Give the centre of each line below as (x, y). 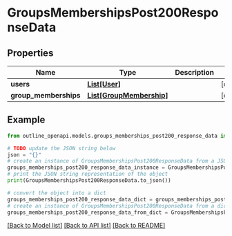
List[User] (104, 84)
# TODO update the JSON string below (61, 148)
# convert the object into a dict (57, 193)
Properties (30, 53)
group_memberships (46, 95)
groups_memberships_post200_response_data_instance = (86, 167)
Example (26, 120)
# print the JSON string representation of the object (88, 174)
